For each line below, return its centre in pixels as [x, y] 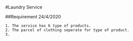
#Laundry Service [24, 7]
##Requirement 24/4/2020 [33, 17]
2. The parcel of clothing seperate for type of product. [67, 30]
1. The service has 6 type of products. [48, 26]
